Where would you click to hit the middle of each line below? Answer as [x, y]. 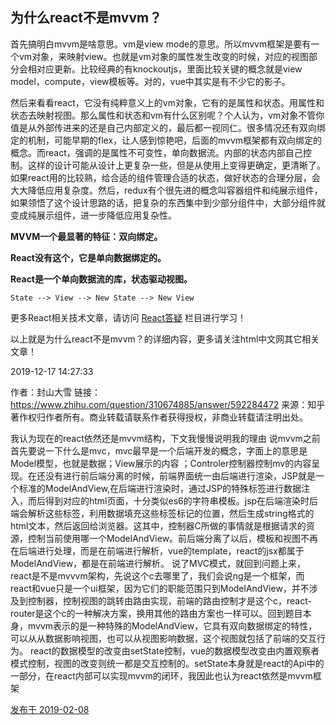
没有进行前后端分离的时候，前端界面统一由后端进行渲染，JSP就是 [180, 475]
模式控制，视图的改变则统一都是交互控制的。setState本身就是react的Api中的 [167, 663]
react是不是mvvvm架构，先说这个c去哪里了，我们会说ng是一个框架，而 [157, 575]
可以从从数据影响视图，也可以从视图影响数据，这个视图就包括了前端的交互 [163, 638]
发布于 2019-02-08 [50, 709]
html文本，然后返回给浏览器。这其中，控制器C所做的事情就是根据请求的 [158, 525]
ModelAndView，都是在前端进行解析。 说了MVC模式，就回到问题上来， [158, 563]
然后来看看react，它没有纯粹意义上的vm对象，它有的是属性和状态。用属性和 [167, 102]
